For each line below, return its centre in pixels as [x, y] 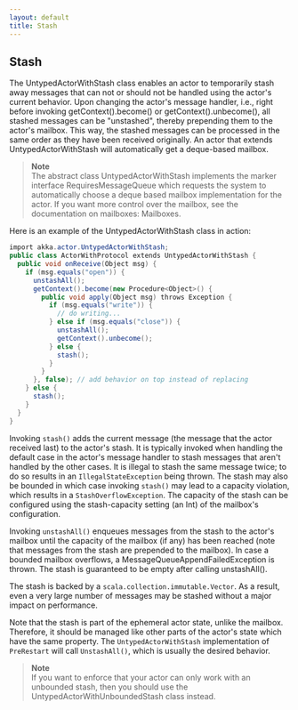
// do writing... [89, 314]
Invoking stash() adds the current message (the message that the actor [141, 438]
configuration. [35, 513]
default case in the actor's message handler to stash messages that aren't [145, 457]
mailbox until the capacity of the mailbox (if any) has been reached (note [142, 540]
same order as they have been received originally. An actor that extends [141, 140]
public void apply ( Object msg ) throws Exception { [137, 297]
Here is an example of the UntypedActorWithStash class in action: [130, 231]
